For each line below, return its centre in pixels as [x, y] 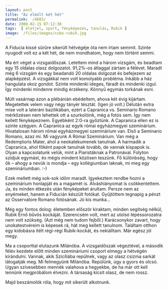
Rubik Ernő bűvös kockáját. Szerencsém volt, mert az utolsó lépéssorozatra [83, 215]
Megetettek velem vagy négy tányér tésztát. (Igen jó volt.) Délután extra [80, 104]
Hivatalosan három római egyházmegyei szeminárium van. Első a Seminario [84, 131]
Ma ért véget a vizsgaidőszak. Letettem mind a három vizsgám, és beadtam [84, 63]
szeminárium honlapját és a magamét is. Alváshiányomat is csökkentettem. [83, 183]
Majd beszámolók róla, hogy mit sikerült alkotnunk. [58, 282]
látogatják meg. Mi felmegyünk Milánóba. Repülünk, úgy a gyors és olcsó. [82, 262]
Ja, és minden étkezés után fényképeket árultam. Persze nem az [72, 189]
